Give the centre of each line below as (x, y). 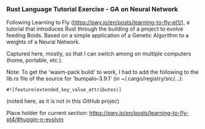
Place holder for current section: (47, 113)
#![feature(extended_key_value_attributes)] (64, 90)
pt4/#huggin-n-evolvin (35, 120)
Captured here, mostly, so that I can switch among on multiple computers (99, 54)
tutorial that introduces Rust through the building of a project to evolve (95, 29)
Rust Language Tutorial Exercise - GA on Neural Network (92, 9)
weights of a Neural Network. (43, 42)
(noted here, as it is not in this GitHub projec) (63, 101)
